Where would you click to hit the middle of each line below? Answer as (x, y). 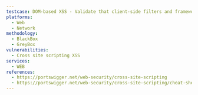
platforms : (19, 17)
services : (18, 61)
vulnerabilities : (27, 50)
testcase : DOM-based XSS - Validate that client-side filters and (89, 12)
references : (21, 72)
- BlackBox (25, 39)
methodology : (22, 34)
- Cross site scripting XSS (46, 55)
